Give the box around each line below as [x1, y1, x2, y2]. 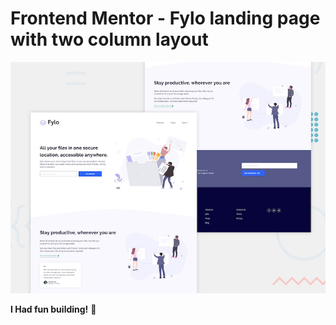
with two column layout [10, 28, 209, 51]
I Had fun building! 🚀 [10, 303, 97, 315]
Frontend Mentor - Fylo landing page [10, 7, 321, 30]
